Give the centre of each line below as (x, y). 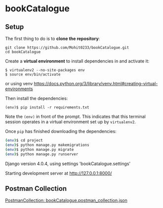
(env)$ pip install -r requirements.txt (47, 107)
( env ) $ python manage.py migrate (40, 149)
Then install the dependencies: (37, 98)
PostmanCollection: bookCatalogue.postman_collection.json (66, 201)
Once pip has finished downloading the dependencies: (61, 131)
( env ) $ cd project (24, 140)
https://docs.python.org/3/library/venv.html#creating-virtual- (96, 84)
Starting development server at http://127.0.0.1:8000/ (59, 173)
